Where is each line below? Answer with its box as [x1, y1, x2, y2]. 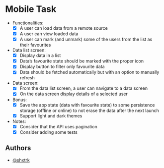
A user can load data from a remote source [19, 25, 108, 31]
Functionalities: [12, 20, 44, 26]
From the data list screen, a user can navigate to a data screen [19, 85, 148, 91]
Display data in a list [19, 53, 61, 58]
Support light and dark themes [19, 112, 82, 118]
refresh [19, 75, 35, 81]
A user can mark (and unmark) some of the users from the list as [19, 36, 153, 43]
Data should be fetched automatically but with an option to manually [19, 69, 160, 75]
